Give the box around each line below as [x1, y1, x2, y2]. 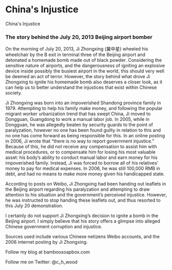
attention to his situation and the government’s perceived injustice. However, [5, 192, 167, 198]
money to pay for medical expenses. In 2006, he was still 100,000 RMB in [5, 166, 161, 172]
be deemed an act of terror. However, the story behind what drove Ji [5, 74, 150, 80]
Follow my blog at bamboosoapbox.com [5, 249, 90, 255]
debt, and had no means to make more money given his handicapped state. [5, 171, 165, 177]
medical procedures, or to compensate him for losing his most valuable [5, 149, 156, 155]
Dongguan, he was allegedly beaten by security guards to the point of [5, 122, 153, 128]
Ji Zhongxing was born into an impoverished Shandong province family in [5, 100, 161, 106]
